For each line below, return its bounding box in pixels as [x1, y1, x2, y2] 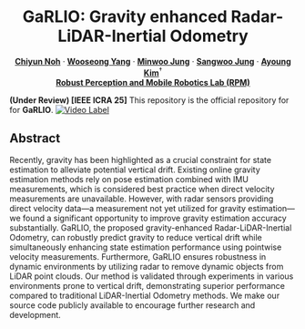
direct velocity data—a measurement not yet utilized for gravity [9, 203, 247, 214]
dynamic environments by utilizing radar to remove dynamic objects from [9, 262, 284, 272]
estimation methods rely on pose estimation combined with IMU [9, 174, 249, 185]
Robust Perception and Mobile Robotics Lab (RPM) [56, 77, 250, 87]
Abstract [9, 130, 61, 146]
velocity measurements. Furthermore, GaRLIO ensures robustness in [9, 252, 267, 262]
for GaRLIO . [9, 104, 54, 115]
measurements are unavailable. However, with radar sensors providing [9, 193, 274, 204]
